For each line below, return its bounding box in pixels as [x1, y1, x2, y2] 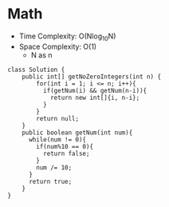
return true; [28, 177, 73, 185]
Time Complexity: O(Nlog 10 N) [18, 31, 116, 42]
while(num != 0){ [28, 135, 87, 144]
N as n [30, 50, 53, 60]
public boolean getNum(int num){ [22, 129, 133, 137]
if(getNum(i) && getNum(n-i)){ [42, 86, 147, 94]
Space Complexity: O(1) [18, 42, 97, 51]
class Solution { [7, 66, 65, 74]
